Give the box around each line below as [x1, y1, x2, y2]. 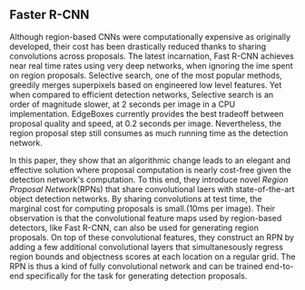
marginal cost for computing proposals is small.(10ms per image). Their [9, 203, 276, 214]
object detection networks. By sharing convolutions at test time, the [9, 193, 262, 204]
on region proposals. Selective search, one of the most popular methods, [9, 70, 283, 81]
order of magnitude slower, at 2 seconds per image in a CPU [9, 99, 236, 110]
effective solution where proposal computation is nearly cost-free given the [9, 164, 292, 175]
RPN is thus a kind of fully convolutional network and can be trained [9, 260, 263, 271]
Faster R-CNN [9, 7, 90, 23]
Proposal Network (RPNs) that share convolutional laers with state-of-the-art [9, 183, 295, 194]
